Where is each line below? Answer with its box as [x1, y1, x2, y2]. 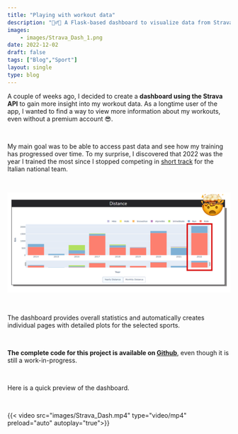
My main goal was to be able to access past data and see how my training [7, 142, 224, 151]
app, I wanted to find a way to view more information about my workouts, [7, 107, 221, 115]
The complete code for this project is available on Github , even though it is [7, 349, 229, 357]
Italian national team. [7, 164, 69, 173]
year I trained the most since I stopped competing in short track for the [7, 157, 214, 166]
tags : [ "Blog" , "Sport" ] [7, 57, 78, 64]
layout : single [7, 64, 52, 71]
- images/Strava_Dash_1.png [20, 34, 103, 41]
